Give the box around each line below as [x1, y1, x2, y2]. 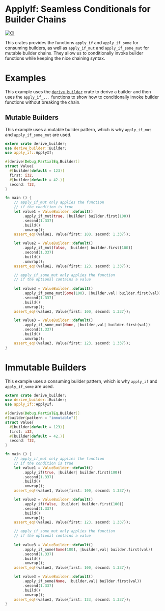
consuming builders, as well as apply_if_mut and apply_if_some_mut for [5, 45, 149, 51]
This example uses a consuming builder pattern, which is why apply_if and [5, 378, 158, 384]
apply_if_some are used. [5, 383, 54, 389]
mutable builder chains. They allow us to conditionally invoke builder [5, 50, 143, 56]
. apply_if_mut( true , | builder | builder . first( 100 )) [23, 214, 131, 219]
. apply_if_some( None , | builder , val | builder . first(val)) [23, 579, 141, 583]
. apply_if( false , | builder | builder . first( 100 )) [23, 501, 124, 506]
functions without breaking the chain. [5, 99, 81, 105]
